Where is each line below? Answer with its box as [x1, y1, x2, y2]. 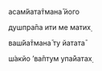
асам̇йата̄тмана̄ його [8, 7, 80, 16]
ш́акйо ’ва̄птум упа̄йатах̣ [8, 54, 92, 63]
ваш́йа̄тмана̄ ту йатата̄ [8, 38, 86, 48]
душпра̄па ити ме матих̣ [8, 23, 91, 31]
